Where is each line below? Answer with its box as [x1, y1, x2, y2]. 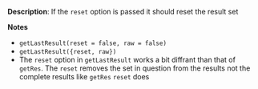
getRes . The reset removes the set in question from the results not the [18, 63, 251, 73]
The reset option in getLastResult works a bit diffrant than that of [18, 55, 236, 64]
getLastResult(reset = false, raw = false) [18, 39, 167, 47]
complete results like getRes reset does [18, 72, 150, 81]
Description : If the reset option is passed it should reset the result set [7, 7, 239, 16]
